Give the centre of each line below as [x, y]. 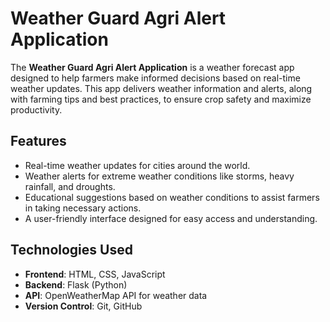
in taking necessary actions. [83, 208]
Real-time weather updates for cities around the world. [137, 165]
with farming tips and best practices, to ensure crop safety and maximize [161, 99]
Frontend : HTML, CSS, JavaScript [95, 274]
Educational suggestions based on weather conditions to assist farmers [172, 197]
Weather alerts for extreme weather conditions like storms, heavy [159, 176]
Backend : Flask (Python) [76, 284]
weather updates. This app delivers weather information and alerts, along [161, 88]
